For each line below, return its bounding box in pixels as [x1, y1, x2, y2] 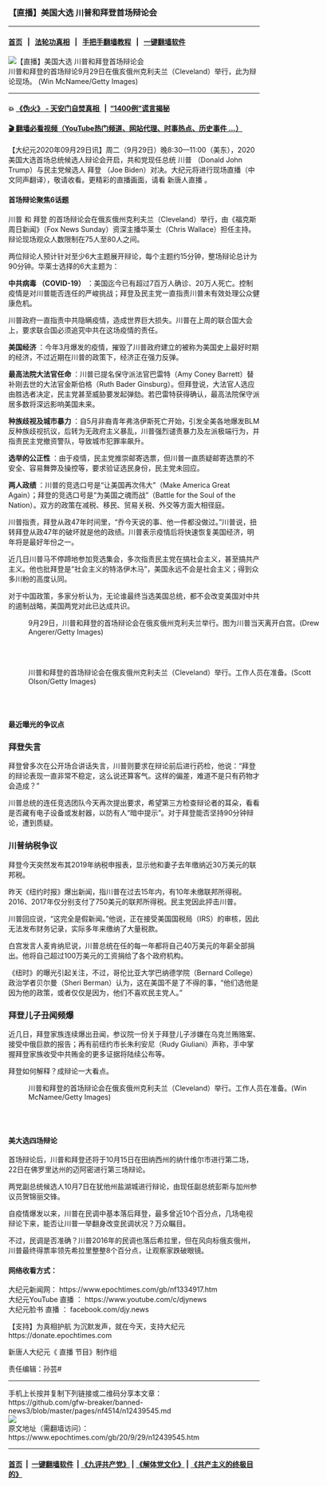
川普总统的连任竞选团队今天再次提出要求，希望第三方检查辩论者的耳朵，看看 [8, 798, 260, 808]
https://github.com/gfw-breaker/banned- [8, 1397, 144, 1408]
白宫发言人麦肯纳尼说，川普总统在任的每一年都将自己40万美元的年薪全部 [8, 941, 248, 950]
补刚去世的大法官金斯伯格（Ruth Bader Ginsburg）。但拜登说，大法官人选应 [8, 379, 255, 388]
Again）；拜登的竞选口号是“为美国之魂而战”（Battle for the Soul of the [8, 490, 236, 500]
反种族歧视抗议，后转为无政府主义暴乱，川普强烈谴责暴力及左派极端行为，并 [8, 426, 260, 436]
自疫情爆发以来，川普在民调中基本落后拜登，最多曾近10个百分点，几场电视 [8, 1209, 254, 1218]
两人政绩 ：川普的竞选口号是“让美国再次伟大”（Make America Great [8, 480, 230, 489]
